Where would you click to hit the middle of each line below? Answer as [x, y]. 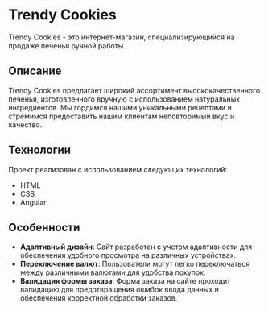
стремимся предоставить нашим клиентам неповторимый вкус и [122, 116]
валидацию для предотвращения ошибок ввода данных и [120, 290]
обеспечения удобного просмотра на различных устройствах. [128, 255]
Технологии [39, 150]
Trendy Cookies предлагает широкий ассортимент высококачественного [134, 90]
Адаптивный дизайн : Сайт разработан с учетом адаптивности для [136, 247]
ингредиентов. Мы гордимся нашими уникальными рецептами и [120, 107]
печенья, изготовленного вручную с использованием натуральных [124, 99]
